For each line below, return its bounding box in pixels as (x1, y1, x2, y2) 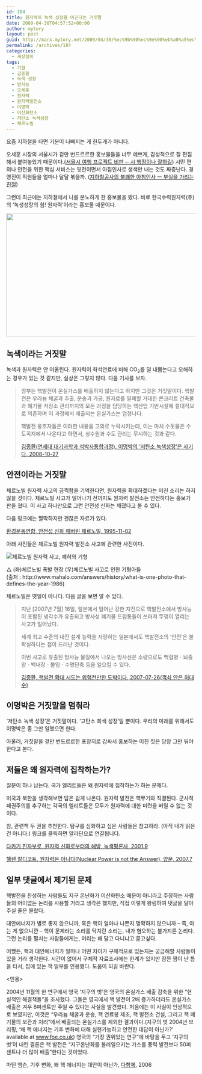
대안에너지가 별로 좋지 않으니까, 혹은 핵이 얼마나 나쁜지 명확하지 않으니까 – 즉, (6, 919, 188, 927)
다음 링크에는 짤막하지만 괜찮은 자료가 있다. (6, 514, 108, 522)
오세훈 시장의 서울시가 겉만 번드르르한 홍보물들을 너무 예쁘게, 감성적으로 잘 (6, 151, 182, 158)
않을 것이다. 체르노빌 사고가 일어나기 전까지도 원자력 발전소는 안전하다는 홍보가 (6, 494, 191, 501)
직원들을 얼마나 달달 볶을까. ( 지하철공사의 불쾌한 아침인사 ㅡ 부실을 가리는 (22, 173, 194, 181)
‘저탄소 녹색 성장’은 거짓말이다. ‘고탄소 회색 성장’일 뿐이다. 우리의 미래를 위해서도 (6, 717, 194, 725)
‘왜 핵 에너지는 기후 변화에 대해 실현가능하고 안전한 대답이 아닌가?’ (19, 1025, 174, 1032)
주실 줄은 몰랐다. (6, 907, 45, 914)
